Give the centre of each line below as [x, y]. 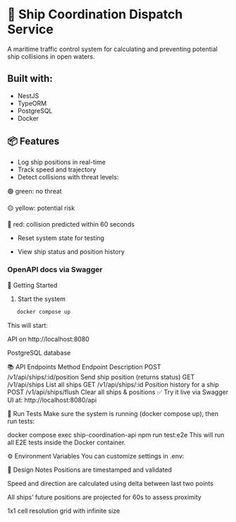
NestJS [28, 95]
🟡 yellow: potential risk [41, 208]
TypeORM [32, 103]
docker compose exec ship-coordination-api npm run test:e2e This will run [116, 434]
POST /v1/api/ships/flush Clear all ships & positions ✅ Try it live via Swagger [118, 392]
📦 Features [33, 142]
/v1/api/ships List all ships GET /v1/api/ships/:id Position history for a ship [113, 384]
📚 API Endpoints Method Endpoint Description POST [84, 367]
